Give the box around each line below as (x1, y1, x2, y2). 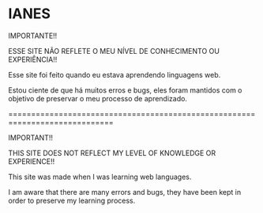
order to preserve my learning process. (8, 196, 136, 205)
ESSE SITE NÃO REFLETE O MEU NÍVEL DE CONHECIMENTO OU (8, 46, 220, 55)
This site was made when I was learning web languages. (8, 172, 192, 181)
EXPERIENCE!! (8, 156, 55, 166)
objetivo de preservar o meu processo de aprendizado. (8, 93, 188, 103)
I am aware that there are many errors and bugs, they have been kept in (8, 187, 242, 196)
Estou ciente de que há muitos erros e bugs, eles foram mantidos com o (8, 85, 242, 95)
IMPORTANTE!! (8, 31, 58, 40)
